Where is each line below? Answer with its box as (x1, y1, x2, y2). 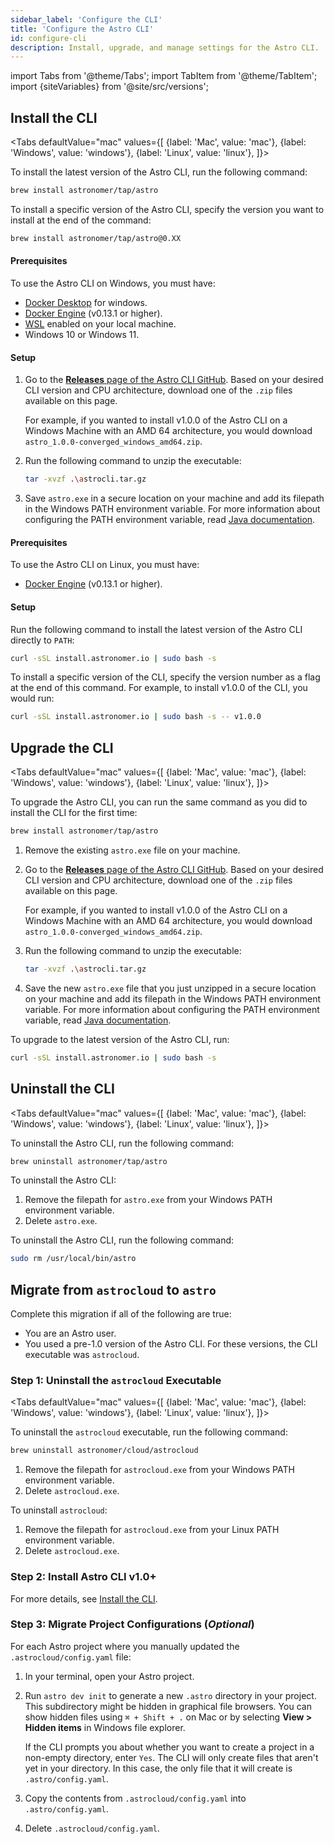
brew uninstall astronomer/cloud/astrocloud (10, 1446, 199, 1456)
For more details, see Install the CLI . (10, 1592, 158, 1605)
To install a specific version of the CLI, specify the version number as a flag (10, 671, 321, 683)
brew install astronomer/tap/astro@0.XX (10, 233, 182, 243)
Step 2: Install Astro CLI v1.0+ (10, 1570, 157, 1584)
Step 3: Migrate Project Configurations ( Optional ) (10, 1617, 255, 1631)
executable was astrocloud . (24, 1349, 140, 1361)
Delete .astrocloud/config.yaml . (24, 1822, 160, 1834)
